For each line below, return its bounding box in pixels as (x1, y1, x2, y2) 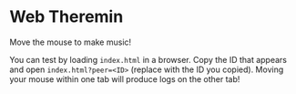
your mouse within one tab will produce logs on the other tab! (9, 73, 240, 84)
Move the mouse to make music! (9, 37, 132, 47)
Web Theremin (9, 6, 124, 27)
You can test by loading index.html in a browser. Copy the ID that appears (9, 54, 288, 65)
